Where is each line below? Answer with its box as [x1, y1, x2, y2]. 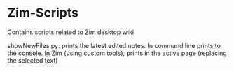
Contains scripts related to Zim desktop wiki [7, 28, 135, 36]
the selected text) [7, 56, 58, 64]
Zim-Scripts [7, 5, 79, 21]
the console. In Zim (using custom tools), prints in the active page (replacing [7, 49, 228, 57]
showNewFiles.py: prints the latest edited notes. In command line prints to [7, 41, 221, 49]
